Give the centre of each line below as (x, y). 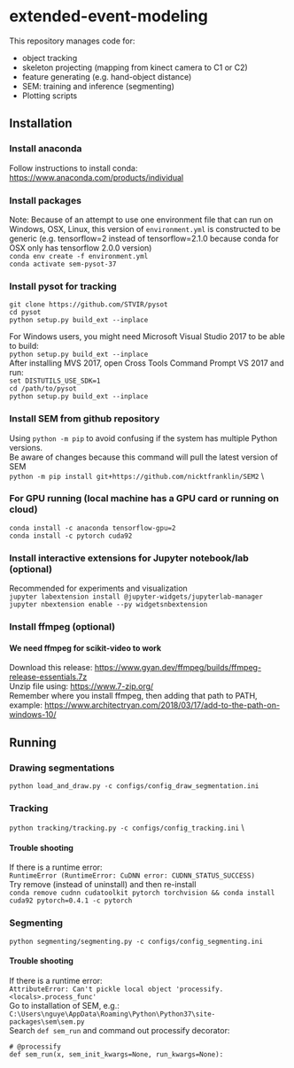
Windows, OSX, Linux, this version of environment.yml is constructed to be (145, 228)
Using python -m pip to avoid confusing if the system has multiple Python (143, 438)
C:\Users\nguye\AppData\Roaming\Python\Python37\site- (112, 1014)
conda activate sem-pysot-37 (63, 264)
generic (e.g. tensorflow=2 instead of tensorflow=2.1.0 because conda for (144, 238)
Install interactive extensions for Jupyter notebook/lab (129, 558)
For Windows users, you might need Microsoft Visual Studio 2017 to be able (147, 337)
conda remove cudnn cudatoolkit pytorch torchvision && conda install (142, 893)
